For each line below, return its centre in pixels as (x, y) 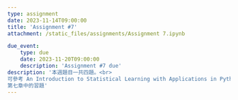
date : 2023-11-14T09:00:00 (47, 20)
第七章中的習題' (28, 85)
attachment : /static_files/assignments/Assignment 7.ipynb (96, 33)
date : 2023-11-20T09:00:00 (60, 60)
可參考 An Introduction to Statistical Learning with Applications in (112, 79)
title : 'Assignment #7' (42, 27)
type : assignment (33, 14)
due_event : (23, 46)
